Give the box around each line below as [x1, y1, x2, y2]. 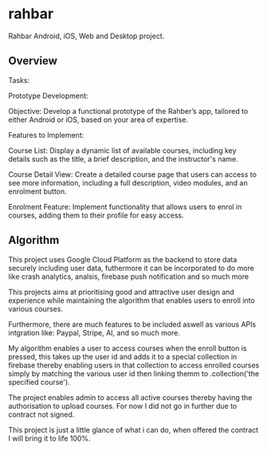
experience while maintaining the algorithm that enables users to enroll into [8, 296, 255, 305]
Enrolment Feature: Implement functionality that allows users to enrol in [8, 202, 242, 211]
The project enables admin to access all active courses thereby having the [8, 392, 253, 402]
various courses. [8, 304, 64, 313]
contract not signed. [8, 410, 75, 419]
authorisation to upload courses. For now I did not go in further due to [8, 401, 238, 410]
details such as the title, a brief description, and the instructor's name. [8, 154, 239, 163]
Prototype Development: [8, 91, 89, 100]
